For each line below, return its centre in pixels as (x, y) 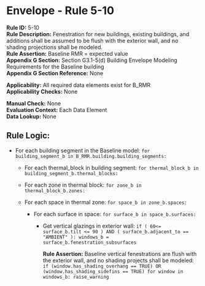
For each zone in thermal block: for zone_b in (83, 185)
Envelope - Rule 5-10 (60, 11)
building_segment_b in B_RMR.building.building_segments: (91, 156)
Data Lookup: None (31, 116)
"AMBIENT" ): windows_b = (76, 237)
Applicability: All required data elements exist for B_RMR (79, 85)
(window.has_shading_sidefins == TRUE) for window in (113, 271)
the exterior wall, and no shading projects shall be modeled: (118, 260)
